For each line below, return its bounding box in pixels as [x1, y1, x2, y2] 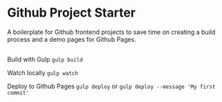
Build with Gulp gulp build [7, 56, 83, 64]
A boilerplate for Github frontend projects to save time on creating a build [7, 28, 216, 36]
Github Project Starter [7, 5, 136, 21]
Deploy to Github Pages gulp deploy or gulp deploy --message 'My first [7, 82, 216, 91]
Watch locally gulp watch [7, 69, 78, 77]
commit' [7, 90, 30, 96]
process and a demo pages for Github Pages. [7, 35, 137, 43]
